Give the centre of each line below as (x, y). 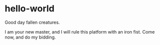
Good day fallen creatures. (32, 22)
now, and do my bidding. (30, 37)
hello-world (30, 9)
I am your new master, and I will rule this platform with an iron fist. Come (80, 32)
